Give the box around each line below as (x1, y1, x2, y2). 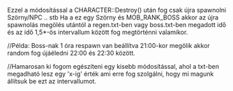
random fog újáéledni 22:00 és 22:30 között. (7, 49, 136, 57)
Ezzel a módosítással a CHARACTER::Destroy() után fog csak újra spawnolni (7, 6, 227, 14)
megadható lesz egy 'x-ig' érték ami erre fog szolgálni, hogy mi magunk (7, 69, 214, 78)
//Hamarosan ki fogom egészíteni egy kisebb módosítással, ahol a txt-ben (7, 63, 220, 70)
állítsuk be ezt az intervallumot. (7, 77, 96, 85)
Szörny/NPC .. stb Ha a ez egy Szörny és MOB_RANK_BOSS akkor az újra (7, 13, 219, 22)
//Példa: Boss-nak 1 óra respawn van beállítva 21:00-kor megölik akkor (7, 42, 211, 49)
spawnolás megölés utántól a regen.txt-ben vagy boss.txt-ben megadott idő (7, 21, 227, 28)
